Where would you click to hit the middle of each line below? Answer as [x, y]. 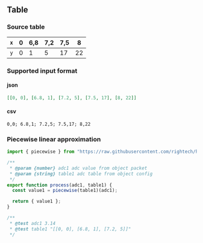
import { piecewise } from [41, 152]
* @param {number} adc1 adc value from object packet [78, 168]
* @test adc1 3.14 [33, 223]
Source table [26, 27]
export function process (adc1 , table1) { [60, 185]
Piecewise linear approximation [54, 139]
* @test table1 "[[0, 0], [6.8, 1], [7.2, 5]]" [70, 229]
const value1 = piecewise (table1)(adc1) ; [65, 191]
